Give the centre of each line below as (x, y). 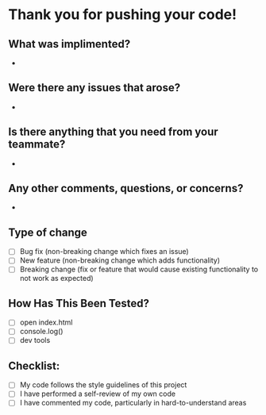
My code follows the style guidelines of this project (103, 385)
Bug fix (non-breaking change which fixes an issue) (104, 252)
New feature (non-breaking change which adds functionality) (120, 260)
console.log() (41, 332)
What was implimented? (69, 44)
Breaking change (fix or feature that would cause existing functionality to (139, 269)
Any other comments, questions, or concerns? (126, 188)
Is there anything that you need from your (113, 132)
